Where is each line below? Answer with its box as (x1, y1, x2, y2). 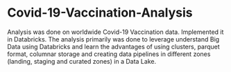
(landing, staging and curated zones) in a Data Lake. (7, 57, 157, 65)
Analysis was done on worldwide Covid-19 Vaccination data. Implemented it (7, 28, 224, 36)
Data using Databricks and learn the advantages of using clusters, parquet (7, 42, 220, 51)
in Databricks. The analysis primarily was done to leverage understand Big (7, 35, 220, 43)
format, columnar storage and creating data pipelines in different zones (7, 50, 211, 58)
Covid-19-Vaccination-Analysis (7, 5, 193, 21)
